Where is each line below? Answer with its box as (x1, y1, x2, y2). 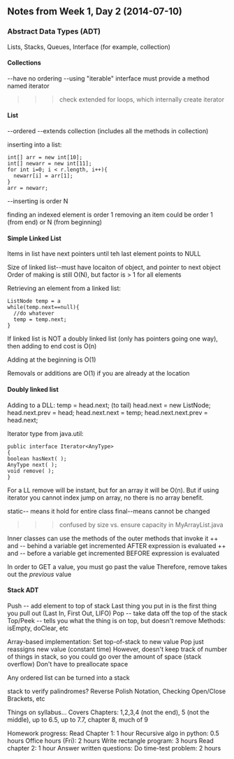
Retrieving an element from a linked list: (7, 284, 121, 293)
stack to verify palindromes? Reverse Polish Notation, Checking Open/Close (7, 687, 226, 695)
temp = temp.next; (13, 316, 68, 323)
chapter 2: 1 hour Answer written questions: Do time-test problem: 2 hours (7, 744, 221, 752)
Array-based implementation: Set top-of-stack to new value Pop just (7, 637, 204, 645)
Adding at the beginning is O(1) (7, 355, 96, 364)
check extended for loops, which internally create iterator (59, 95, 225, 104)
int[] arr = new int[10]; (7, 154, 82, 161)
